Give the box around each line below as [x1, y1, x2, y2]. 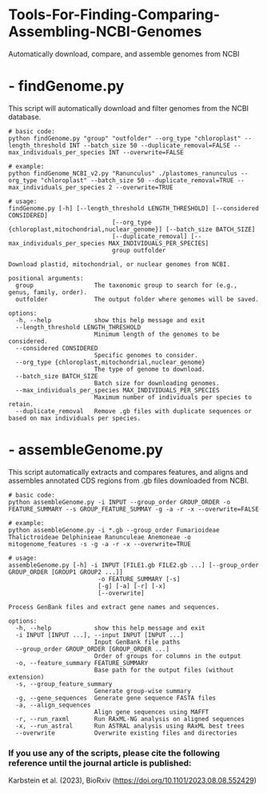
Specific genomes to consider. [94, 351, 198, 359]
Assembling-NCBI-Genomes [8, 22, 202, 41]
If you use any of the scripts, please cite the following [8, 747, 221, 759]
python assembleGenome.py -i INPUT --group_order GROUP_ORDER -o [8, 498, 230, 506]
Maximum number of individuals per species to [94, 393, 252, 401]
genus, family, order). [8, 288, 88, 297]
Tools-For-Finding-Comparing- [8, 6, 221, 24]
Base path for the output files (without [94, 666, 234, 674]
